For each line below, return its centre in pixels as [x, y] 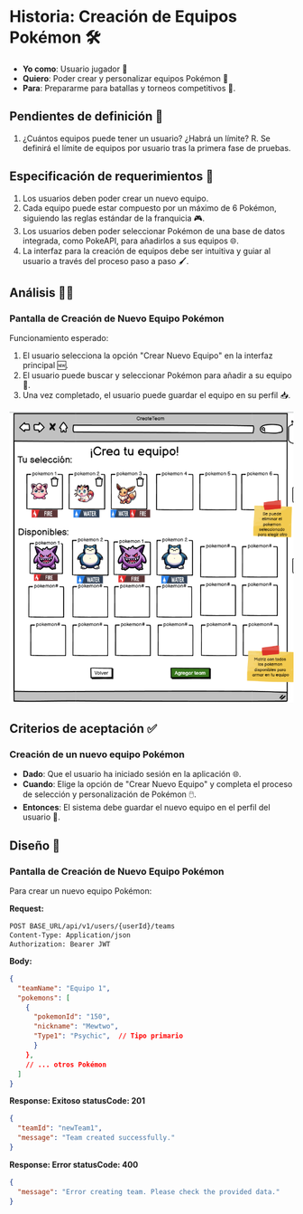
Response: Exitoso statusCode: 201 [78, 1101]
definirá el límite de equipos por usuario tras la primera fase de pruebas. [156, 147]
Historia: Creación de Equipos [123, 17]
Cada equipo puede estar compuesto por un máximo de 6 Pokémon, [149, 208]
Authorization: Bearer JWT [60, 944]
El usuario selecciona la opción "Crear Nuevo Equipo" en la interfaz [147, 356]
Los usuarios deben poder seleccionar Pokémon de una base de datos [154, 231]
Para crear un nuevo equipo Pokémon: [81, 891]
